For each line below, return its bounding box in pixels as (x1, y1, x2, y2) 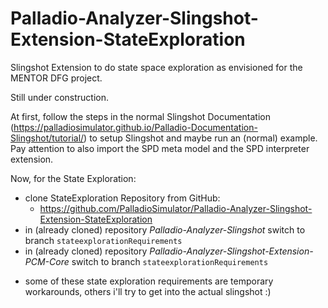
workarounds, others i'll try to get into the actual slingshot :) (24, 285, 272, 297)
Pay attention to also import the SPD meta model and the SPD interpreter (10, 142, 310, 154)
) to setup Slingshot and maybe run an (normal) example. (83, 132, 318, 144)
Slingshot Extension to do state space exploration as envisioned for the (10, 61, 303, 73)
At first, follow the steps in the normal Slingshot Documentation (10, 110, 272, 122)
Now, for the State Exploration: (10, 172, 137, 184)
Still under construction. (10, 91, 110, 103)
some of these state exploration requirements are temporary (24, 275, 274, 287)
